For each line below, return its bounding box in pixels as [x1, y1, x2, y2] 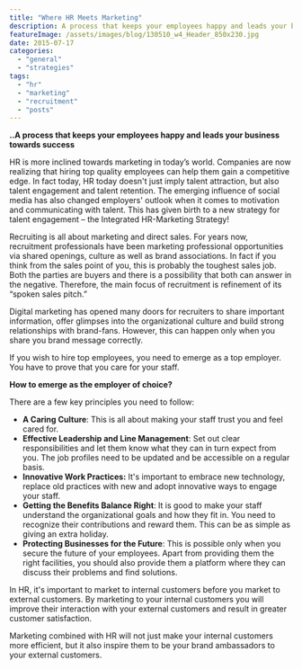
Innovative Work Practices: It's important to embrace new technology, [22, 471, 286, 482]
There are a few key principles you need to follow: [9, 397, 195, 407]
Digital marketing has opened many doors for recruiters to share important [9, 307, 285, 317]
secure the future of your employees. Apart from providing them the [22, 548, 274, 558]
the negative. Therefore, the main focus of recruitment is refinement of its [9, 280, 282, 290]
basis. [22, 462, 45, 473]
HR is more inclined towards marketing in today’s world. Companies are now [9, 156, 291, 167]
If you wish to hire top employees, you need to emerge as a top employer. [9, 352, 281, 363]
